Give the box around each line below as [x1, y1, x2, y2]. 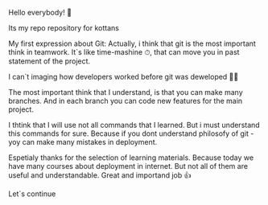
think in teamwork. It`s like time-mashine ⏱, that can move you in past [8, 47, 240, 56]
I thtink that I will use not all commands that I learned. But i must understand [8, 121, 260, 129]
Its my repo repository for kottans [8, 23, 119, 32]
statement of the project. [8, 56, 91, 66]
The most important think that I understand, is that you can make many [8, 88, 243, 96]
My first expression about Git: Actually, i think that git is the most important [8, 39, 256, 48]
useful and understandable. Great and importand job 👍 [8, 170, 192, 180]
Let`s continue [8, 189, 56, 199]
